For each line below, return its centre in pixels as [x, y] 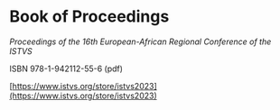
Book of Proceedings [89, 17]
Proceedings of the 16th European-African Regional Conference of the [140, 41]
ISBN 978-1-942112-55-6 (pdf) [66, 69]
